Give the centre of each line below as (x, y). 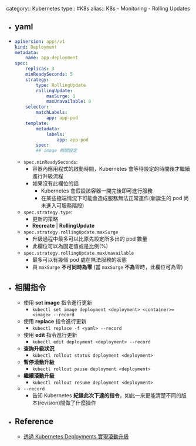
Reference (34, 422)
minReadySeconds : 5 (49, 75)
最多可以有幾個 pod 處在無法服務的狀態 (80, 260)
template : (37, 123)
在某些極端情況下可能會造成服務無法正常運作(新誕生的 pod (111, 198)
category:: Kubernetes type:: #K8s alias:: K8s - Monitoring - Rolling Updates (98, 9)
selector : (37, 107)
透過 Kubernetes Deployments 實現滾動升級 (76, 436)
